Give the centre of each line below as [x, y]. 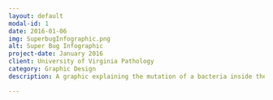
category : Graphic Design [52, 69]
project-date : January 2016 [56, 54]
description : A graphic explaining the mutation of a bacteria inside [130, 76]
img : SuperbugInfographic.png [60, 39]
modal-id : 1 [28, 24]
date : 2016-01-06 [38, 31]
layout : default [36, 16]
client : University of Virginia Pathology [81, 62]
